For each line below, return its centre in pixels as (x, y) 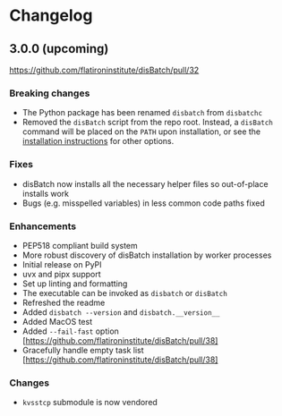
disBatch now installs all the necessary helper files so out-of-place (145, 183)
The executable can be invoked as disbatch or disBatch (125, 293)
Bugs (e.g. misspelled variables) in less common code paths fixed (144, 203)
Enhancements (43, 226)
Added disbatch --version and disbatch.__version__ (121, 312)
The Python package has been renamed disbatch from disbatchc (142, 113)
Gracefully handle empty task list (83, 350)
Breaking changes (50, 93)
